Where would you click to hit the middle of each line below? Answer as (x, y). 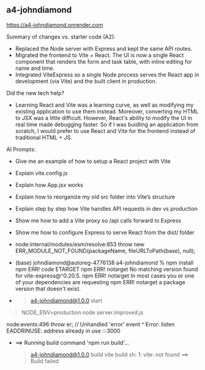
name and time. (35, 68)
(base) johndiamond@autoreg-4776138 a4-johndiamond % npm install (104, 262)
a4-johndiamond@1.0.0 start (66, 300)
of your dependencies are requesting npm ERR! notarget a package (100, 282)
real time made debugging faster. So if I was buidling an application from (107, 124)
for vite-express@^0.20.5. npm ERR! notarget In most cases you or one (105, 276)
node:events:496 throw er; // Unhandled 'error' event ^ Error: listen (91, 324)
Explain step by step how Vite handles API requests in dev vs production (106, 208)
